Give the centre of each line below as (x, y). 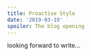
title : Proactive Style (41, 13)
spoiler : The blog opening (46, 26)
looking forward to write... (44, 46)
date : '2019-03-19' (35, 20)
